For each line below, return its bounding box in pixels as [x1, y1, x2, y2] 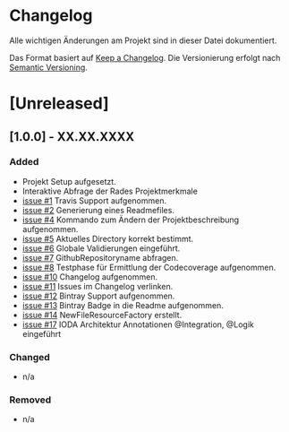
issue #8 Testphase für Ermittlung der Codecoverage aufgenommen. [21, 262, 276, 272]
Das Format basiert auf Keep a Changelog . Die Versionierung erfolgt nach [9, 52, 281, 63]
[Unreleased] [9, 93, 109, 114]
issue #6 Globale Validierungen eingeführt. [21, 243, 181, 254]
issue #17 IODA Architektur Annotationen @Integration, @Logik [21, 319, 255, 330]
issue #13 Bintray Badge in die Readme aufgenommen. [21, 299, 224, 310]
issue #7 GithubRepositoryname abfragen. [21, 252, 179, 263]
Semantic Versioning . [9, 62, 88, 73]
